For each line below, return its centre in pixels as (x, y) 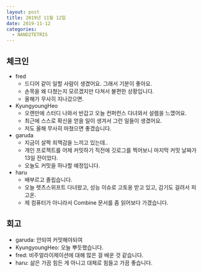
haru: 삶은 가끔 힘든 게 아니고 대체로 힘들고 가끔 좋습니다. (84, 263)
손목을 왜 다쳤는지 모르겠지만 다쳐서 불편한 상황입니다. (89, 91)
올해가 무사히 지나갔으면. (54, 99)
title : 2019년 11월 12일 (36, 18)
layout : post (23, 12)
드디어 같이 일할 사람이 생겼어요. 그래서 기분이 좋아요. (88, 83)
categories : (21, 29)
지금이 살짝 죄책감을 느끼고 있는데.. (66, 142)
